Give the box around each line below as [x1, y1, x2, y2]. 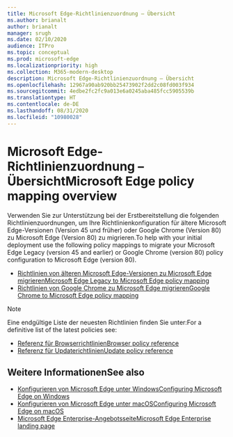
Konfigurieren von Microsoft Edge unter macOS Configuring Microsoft [17, 399, 217, 408]
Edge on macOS [17, 407, 64, 415]
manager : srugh [7, 29, 51, 37]
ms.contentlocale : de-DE [7, 101, 79, 108]
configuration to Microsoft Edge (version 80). [7, 255, 137, 264]
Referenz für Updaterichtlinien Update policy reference [17, 346, 174, 355]
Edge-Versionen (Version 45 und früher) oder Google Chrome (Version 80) [7, 225, 221, 234]
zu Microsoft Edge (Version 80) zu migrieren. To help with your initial [7, 233, 202, 241]
